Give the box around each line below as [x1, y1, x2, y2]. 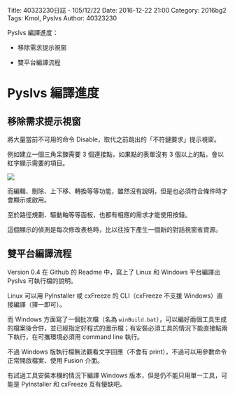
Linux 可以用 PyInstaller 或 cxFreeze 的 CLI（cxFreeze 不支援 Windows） [7, 291, 217, 300]
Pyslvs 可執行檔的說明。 [7, 276, 77, 285]
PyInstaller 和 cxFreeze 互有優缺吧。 [20, 380, 126, 388]
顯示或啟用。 [13, 195, 50, 204]
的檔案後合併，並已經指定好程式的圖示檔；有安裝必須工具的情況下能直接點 [7, 324, 222, 332]
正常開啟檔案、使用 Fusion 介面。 [7, 356, 104, 364]
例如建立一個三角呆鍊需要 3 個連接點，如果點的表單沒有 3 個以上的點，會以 [7, 150, 225, 158]
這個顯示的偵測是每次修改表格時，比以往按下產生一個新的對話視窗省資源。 [7, 226, 222, 233]
